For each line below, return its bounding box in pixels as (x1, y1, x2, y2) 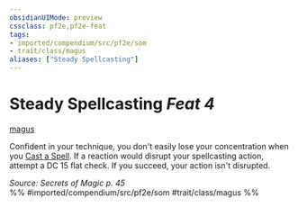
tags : (9, 30, 30, 39)
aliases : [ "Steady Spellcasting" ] (9, 55, 140, 64)
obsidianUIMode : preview (9, 13, 103, 22)
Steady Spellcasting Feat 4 (9, 94, 215, 114)
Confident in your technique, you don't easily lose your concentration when (9, 140, 290, 151)
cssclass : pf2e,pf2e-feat (9, 22, 106, 31)
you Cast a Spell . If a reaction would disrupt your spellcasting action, (9, 150, 264, 161)
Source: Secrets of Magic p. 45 (9, 177, 126, 188)
